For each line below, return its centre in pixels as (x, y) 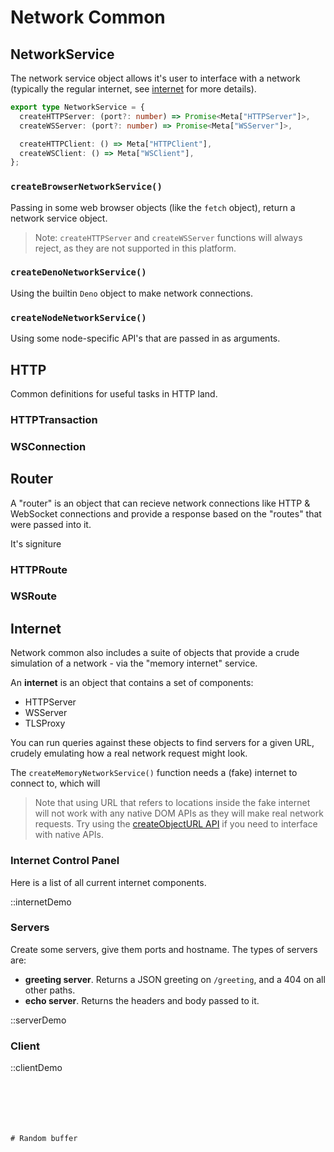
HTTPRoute (39, 569)
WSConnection (48, 446)
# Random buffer (44, 1139)
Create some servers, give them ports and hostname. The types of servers (164, 949)
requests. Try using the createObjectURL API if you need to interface (176, 824)
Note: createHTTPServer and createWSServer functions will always (168, 237)
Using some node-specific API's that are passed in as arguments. (145, 338)
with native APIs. (69, 835)
